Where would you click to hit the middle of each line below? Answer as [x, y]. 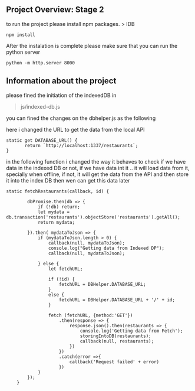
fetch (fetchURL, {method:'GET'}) [90, 315]
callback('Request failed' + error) [114, 362]
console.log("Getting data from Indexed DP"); [106, 248]
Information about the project [61, 81]
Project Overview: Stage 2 [55, 10]
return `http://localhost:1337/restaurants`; [81, 145]
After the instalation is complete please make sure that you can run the [92, 45]
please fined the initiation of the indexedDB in [61, 95]
